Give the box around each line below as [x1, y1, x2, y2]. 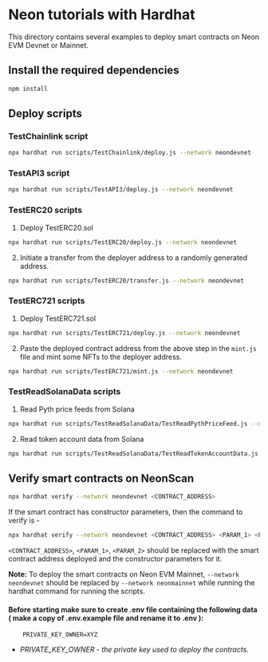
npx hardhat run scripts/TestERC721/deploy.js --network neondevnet [8, 329, 241, 337]
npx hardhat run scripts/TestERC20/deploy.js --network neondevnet [8, 238, 238, 246]
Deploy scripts [8, 107, 82, 120]
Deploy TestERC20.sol [19, 223, 93, 232]
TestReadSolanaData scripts [8, 386, 121, 397]
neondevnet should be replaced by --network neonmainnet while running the [8, 578, 255, 588]
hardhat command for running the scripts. [8, 586, 146, 596]
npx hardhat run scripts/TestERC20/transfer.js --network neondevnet [8, 277, 245, 285]
